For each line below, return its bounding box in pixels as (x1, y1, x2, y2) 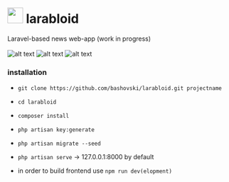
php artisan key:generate (17, 126, 95, 133)
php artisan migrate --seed (17, 140, 101, 148)
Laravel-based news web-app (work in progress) (7, 34, 151, 43)
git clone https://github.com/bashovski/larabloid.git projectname (17, 85, 222, 92)
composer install (17, 113, 70, 120)
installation (7, 67, 48, 77)
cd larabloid (17, 98, 57, 106)
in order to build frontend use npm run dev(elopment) (17, 166, 173, 175)
